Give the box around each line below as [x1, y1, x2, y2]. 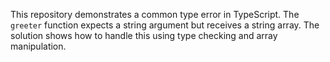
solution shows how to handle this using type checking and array [10, 30, 278, 41]
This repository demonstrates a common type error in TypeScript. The [10, 9, 300, 20]
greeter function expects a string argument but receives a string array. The [10, 19, 320, 31]
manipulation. [10, 40, 67, 52]
